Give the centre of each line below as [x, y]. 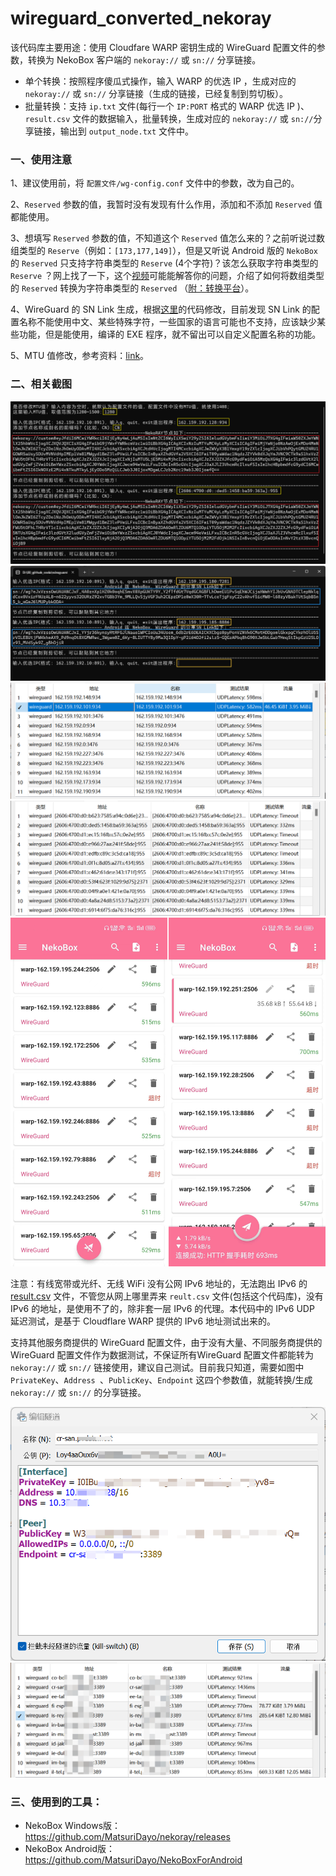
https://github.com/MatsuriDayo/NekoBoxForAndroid [133, 1860]
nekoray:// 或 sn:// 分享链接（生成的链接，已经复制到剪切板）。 [156, 93]
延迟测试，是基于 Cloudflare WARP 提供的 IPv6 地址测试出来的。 [143, 1321]
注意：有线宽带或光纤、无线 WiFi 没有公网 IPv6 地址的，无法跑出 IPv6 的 [159, 1283]
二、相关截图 [41, 384]
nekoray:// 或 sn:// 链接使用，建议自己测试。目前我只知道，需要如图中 [157, 1367]
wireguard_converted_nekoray [141, 18]
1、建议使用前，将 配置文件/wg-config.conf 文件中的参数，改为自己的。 [155, 183]
